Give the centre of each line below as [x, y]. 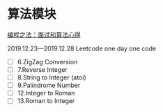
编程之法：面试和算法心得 [44, 35]
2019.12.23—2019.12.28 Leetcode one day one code [82, 48]
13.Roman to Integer [46, 101]
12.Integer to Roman [46, 93]
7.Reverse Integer [42, 69]
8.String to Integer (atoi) [52, 77]
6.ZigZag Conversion [47, 62]
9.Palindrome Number [49, 85]
